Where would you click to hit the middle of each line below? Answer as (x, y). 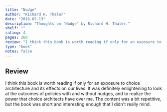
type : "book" (19, 47)
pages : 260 (16, 38)
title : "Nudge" (21, 10)
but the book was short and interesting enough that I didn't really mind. (78, 104)
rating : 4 (15, 33)
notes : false (19, 51)
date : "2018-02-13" (25, 19)
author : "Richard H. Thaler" (35, 14)
